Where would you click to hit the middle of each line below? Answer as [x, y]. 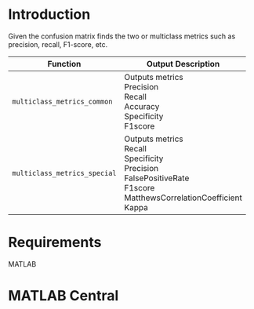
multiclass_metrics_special [64, 173]
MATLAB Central [63, 296]
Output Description [183, 64]
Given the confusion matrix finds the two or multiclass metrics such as [122, 36]
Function [64, 64]
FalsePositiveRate [157, 178]
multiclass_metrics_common [62, 101]
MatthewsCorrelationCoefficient [183, 198]
